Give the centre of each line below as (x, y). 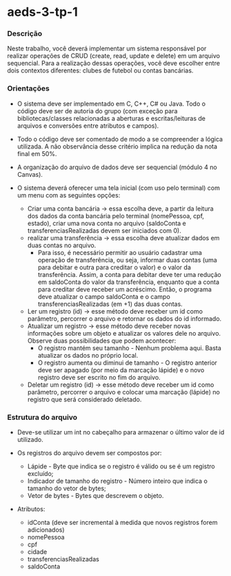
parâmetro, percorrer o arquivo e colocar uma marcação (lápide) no (124, 392)
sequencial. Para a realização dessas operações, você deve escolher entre (114, 64)
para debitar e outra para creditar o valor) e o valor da (114, 267)
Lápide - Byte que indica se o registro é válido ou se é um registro (121, 466)
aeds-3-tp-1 (42, 12)
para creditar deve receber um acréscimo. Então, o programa (125, 289)
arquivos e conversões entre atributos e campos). (88, 126)
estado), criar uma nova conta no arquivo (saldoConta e (107, 223)
